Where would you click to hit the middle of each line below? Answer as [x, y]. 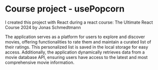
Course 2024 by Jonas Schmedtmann [43, 27]
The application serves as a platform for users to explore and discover [75, 37]
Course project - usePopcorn [65, 9]
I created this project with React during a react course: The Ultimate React [79, 22]
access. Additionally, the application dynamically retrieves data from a [75, 52]
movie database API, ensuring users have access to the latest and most [76, 57]
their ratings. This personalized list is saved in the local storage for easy [77, 47]
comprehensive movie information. [40, 62]
